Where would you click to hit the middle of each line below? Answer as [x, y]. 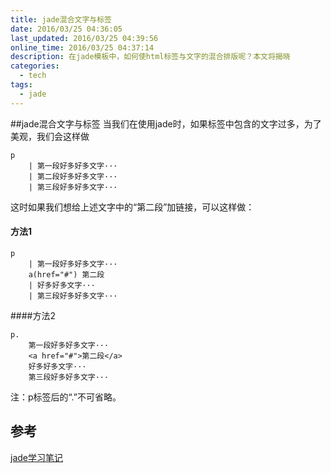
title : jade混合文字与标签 [61, 19]
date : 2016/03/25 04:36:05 [66, 29]
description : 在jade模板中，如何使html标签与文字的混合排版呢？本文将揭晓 [150, 57]
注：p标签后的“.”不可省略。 [66, 397]
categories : [35, 66]
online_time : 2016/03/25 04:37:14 [82, 47]
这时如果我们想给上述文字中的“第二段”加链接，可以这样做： [132, 207]
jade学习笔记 [36, 457]
